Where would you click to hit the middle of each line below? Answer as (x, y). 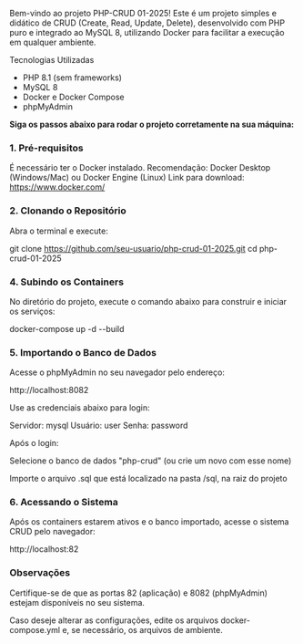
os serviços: (32, 311)
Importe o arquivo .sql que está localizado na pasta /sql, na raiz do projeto (149, 479)
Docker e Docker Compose (73, 97)
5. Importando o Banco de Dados (83, 352)
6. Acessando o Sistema (64, 503)
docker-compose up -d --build (67, 328)
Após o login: (34, 443)
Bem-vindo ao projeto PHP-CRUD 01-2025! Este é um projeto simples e (143, 13)
